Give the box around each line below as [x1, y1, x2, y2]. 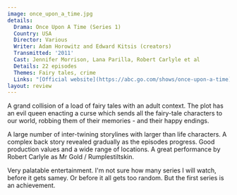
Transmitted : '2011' [13, 50, 74, 57]
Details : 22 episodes [13, 63, 78, 70]
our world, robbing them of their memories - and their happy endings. [7, 117, 209, 125]
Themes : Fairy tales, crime [13, 69, 97, 76]
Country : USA [13, 30, 52, 37]
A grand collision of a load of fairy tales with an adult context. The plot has [7, 101, 224, 110]
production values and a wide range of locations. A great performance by [7, 145, 221, 153]
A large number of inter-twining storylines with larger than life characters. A [7, 130, 227, 139]
